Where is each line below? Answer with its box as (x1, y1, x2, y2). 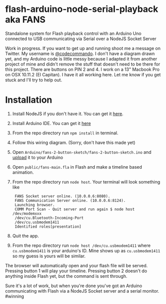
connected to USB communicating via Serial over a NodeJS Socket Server (5, 36, 157, 42)
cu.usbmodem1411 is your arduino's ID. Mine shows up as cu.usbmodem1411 (12, 247, 161, 253)
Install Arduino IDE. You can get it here (12, 120, 91, 126)
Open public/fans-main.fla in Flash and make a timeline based (12, 164, 142, 170)
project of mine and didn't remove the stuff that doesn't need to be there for (5, 61, 160, 67)
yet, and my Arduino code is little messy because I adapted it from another (5, 56, 158, 61)
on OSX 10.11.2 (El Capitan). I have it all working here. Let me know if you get (5, 71, 161, 77)
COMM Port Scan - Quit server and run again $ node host (14, 207, 135, 212)
